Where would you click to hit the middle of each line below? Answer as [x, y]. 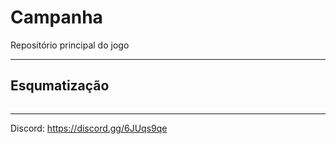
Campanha [56, 17]
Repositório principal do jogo [70, 45]
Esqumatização [60, 86]
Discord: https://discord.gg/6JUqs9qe [89, 128]
